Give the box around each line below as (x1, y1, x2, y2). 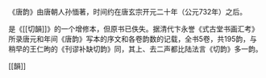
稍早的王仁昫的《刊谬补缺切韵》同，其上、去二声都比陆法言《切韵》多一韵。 (8, 44, 263, 54)
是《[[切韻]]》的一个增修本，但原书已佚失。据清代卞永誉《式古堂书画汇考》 (8, 24, 260, 34)
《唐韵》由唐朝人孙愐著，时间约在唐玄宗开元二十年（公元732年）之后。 (8, 7, 247, 16)
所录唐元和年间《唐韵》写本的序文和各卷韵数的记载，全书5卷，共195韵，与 (8, 35, 257, 43)
